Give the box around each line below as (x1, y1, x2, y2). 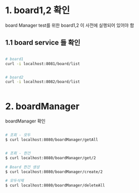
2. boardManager (5, 101, 80, 112)
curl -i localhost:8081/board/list (5, 61, 80, 66)
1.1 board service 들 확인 (5, 38, 81, 47)
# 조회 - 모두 (5, 133, 31, 138)
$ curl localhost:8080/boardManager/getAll (5, 137, 99, 143)
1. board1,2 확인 (5, 5, 70, 16)
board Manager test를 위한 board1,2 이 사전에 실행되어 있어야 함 (5, 22, 134, 28)
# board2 (5, 75, 24, 80)
